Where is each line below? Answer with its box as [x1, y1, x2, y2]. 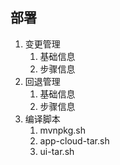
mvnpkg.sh [39, 124, 87, 136]
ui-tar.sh [39, 145, 75, 157]
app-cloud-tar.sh [39, 134, 110, 147]
